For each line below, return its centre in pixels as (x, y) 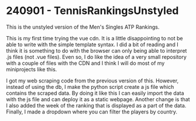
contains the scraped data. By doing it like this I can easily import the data (95, 93)
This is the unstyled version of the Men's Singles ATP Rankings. (83, 27)
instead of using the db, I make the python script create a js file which (90, 87)
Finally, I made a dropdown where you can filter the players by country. (92, 112)
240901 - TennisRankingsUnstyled (92, 11)
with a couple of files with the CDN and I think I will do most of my (85, 63)
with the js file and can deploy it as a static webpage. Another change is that (98, 99)
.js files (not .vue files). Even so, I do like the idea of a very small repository (97, 57)
